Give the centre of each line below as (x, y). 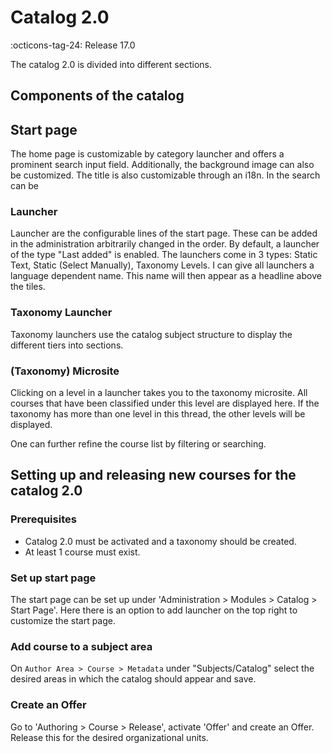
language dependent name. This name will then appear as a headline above (166, 276)
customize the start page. (63, 621)
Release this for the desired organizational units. (109, 737)
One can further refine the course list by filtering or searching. (138, 444)
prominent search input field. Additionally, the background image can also (162, 165)
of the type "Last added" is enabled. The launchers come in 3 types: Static (164, 255)
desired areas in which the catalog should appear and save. (133, 679)
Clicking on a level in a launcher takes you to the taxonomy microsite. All (159, 393)
